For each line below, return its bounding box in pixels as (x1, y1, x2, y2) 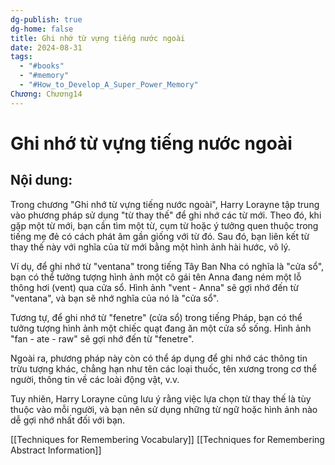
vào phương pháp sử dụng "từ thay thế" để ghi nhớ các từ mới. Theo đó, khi (10, 209, 322, 221)
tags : (10, 52, 33, 62)
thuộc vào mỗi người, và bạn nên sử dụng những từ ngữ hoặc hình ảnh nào (10, 403, 318, 415)
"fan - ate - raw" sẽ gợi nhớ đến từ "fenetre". (10, 332, 195, 345)
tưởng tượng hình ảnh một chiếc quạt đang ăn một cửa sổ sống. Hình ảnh (10, 322, 312, 334)
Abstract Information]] (10, 444, 102, 456)
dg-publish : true (10, 14, 83, 25)
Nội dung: (10, 172, 73, 189)
